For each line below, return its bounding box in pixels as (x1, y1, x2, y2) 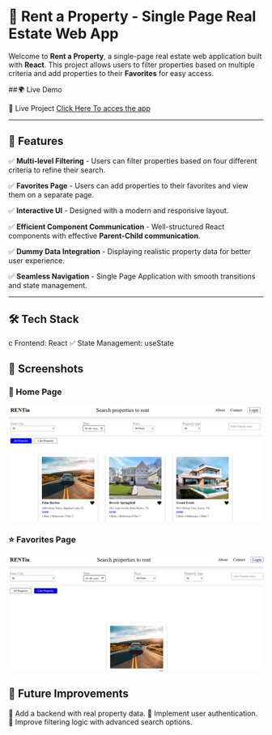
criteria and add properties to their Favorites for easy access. (8, 68, 215, 78)
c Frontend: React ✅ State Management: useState (8, 338, 174, 347)
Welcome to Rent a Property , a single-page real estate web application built (8, 51, 262, 61)
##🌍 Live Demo (8, 84, 62, 94)
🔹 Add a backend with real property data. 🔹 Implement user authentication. (8, 708, 258, 718)
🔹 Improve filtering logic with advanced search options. (8, 716, 193, 727)
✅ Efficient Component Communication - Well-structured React (8, 222, 225, 232)
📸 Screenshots (8, 362, 84, 376)
